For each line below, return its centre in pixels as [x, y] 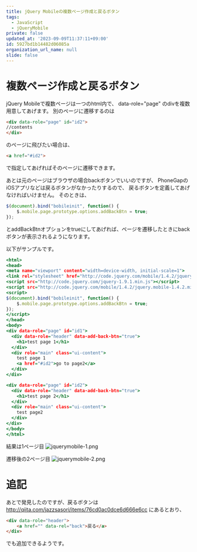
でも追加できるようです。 [37, 543]
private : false [25, 33]
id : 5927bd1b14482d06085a [38, 45]
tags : [13, 17]
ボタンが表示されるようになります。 [50, 236]
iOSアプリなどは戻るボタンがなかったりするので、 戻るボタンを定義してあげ [98, 188]
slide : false [22, 55]
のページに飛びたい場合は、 [40, 145]
